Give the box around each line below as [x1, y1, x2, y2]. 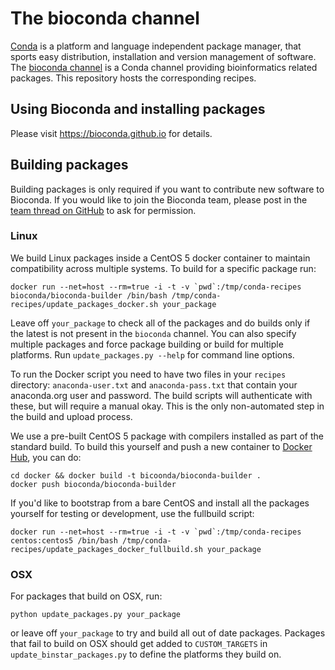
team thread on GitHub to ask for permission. [10, 204, 197, 216]
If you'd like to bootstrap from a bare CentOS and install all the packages [10, 497, 310, 509]
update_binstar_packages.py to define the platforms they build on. [10, 648, 282, 661]
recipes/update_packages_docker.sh [10, 299, 159, 309]
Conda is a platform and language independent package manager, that [10, 40, 302, 52]
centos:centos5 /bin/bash [10, 535, 118, 546]
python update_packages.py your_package [10, 610, 182, 620]
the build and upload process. [10, 410, 133, 422]
